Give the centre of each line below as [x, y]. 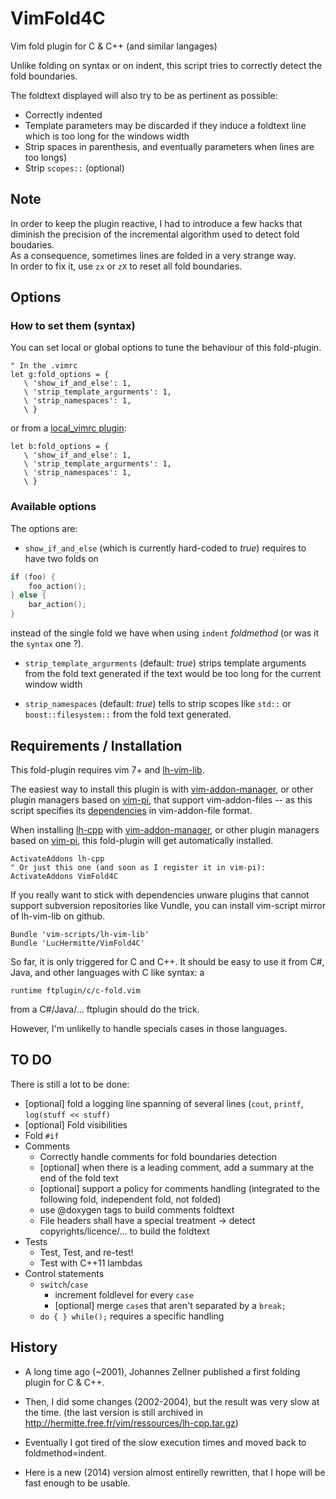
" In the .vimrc [44, 366]
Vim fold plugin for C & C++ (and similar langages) [114, 46]
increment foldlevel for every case [124, 1294]
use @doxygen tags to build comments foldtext [137, 1209]
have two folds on [61, 558]
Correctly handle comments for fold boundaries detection [158, 1156]
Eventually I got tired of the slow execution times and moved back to [165, 1442]
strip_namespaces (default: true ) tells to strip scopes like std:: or [158, 704]
